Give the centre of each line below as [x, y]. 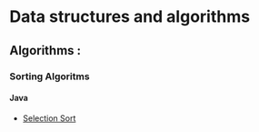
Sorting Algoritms [50, 76]
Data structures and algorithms [130, 17]
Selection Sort [49, 118]
